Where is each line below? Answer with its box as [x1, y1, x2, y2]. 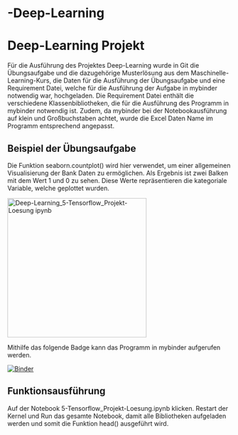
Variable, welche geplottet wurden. [7, 184, 110, 192]
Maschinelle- [190, 69, 229, 78]
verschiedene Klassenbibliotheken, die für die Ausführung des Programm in [7, 99, 229, 108]
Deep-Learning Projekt [7, 38, 145, 54]
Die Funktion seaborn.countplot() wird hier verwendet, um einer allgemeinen [7, 161, 231, 169]
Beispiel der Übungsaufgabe [7, 142, 136, 154]
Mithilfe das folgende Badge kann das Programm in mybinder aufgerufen [7, 343, 221, 352]
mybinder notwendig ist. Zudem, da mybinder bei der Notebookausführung [7, 107, 227, 115]
